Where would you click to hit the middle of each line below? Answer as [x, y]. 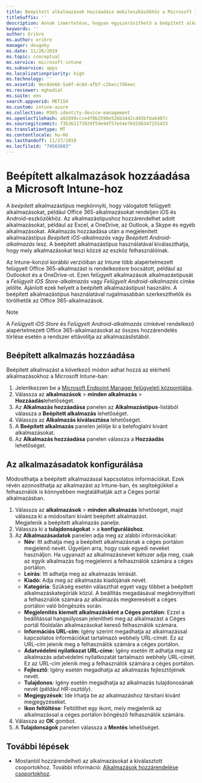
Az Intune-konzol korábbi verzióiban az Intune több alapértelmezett [90, 262]
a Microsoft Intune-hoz [65, 189]
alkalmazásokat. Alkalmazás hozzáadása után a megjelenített [82, 231]
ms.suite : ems [24, 96]
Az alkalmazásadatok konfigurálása [75, 464]
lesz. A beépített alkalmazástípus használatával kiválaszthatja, [113, 244]
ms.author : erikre [29, 40]
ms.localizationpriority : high [45, 73]
